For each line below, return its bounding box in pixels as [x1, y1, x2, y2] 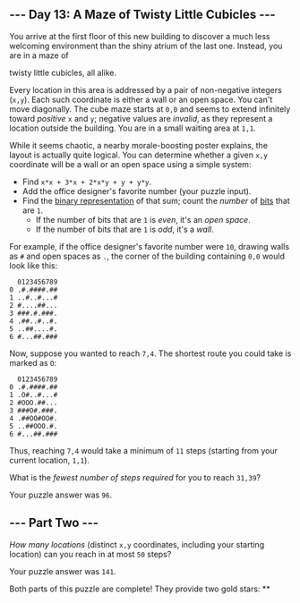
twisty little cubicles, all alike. [9, 67, 117, 78]
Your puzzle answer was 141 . [9, 565, 116, 576]
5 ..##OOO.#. [9, 421, 58, 430]
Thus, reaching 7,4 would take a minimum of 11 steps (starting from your [9, 445, 278, 455]
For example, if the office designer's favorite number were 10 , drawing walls [9, 241, 289, 251]
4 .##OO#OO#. [9, 413, 58, 423]
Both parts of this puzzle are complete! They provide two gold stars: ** [9, 583, 270, 594]
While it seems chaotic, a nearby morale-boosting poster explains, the [9, 140, 269, 150]
